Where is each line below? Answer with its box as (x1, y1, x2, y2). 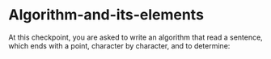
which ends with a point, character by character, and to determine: (8, 40, 231, 50)
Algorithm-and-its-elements (8, 6, 205, 24)
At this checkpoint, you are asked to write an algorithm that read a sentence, (8, 32, 263, 42)
